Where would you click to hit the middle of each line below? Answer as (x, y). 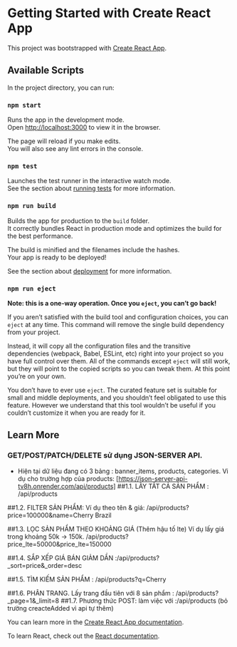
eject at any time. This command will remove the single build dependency (116, 324)
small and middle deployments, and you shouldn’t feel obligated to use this (117, 398)
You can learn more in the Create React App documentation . (96, 622)
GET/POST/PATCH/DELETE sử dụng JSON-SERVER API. (105, 455)
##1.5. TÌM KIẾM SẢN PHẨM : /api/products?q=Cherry (87, 579)
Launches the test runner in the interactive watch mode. (90, 181)
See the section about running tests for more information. (91, 188)
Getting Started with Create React (109, 13)
